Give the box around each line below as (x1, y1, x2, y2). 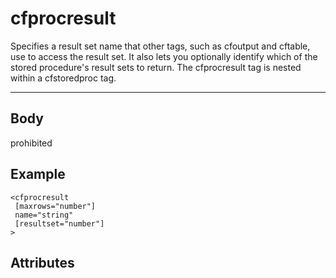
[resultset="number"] (14, 218, 105, 229)
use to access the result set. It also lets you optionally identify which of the (10, 50, 318, 62)
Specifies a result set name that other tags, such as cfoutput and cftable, (10, 40, 311, 52)
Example (10, 166, 66, 183)
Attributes (10, 254, 75, 271)
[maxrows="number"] (14, 201, 97, 211)
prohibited (10, 137, 53, 149)
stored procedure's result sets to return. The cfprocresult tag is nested (10, 61, 302, 73)
